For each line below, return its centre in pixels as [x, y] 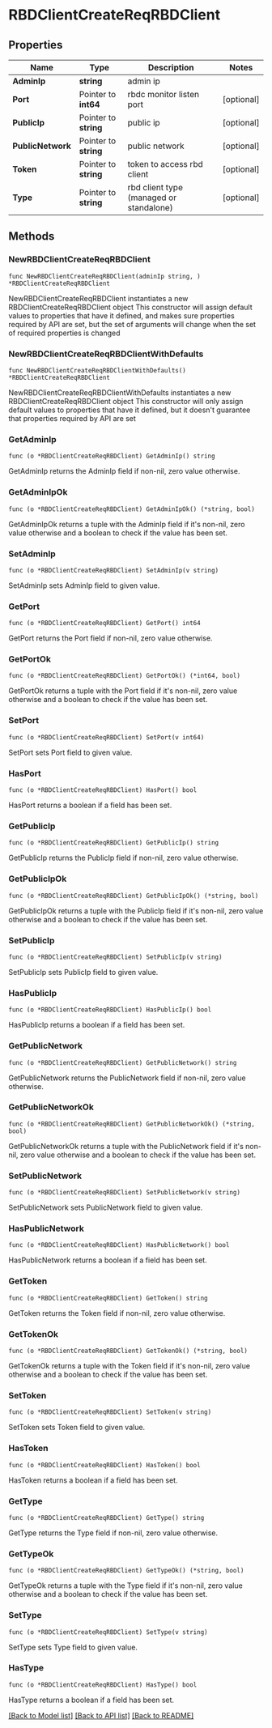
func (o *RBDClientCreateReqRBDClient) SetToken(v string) [110, 1412]
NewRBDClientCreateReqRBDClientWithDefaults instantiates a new [120, 392]
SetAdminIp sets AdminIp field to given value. [84, 585]
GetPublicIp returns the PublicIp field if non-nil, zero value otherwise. [123, 858]
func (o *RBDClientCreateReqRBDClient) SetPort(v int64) [106, 737]
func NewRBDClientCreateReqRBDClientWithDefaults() [97, 370]
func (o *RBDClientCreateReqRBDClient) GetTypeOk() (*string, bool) [126, 1571]
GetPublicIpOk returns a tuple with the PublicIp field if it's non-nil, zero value [136, 911]
